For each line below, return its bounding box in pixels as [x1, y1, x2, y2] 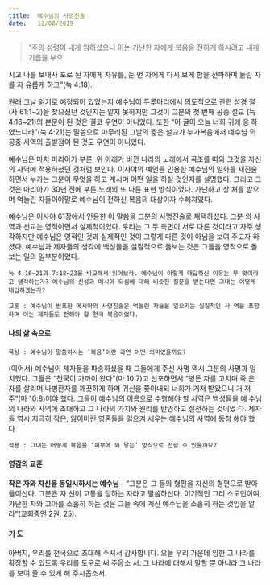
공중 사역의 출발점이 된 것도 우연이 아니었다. [8, 137, 147, 146]
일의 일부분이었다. [23, 251, 80, 262]
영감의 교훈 [8, 459, 43, 469]
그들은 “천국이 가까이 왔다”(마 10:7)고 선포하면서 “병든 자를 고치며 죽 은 [31, 373, 255, 383]
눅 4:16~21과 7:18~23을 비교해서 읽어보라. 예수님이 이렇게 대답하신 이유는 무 [8, 269, 239, 278]
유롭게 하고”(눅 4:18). [25, 80, 93, 89]
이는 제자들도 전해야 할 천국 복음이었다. [23, 311, 139, 319]
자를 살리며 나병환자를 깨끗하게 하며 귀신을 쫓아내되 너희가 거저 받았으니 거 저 [8, 383, 251, 393]
